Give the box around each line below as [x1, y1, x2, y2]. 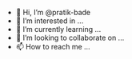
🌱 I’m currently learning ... [15, 25, 102, 33]
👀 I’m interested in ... [15, 16, 84, 26]
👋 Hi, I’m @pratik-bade [15, 8, 90, 17]
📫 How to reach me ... [15, 42, 90, 51]
